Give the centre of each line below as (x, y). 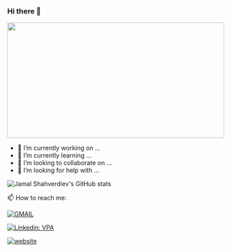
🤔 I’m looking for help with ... (58, 170)
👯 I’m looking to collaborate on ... (65, 163)
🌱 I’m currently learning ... (54, 155)
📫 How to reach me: (37, 198)
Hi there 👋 (24, 11)
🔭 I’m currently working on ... (59, 148)
